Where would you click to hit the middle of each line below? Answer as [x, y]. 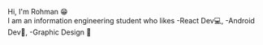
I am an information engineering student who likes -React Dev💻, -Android [131, 20]
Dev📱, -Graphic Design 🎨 [50, 32]
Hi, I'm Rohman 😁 [38, 12]
